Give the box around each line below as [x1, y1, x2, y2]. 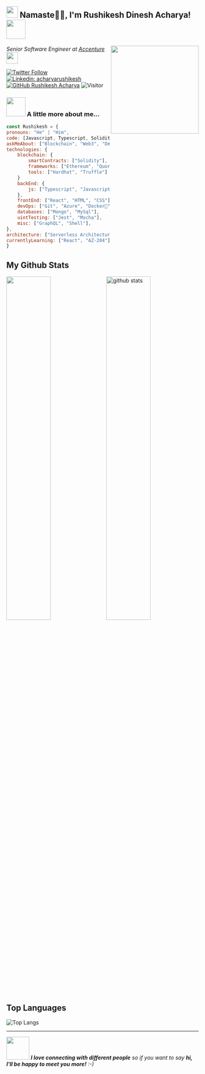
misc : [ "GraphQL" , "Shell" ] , [17, 220, 92, 226]
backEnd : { [17, 180, 45, 186]
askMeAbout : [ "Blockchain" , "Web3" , [6, 141, 99, 147]
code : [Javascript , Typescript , [6, 135, 88, 141]
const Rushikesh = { [6, 123, 59, 130]
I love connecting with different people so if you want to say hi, [30, 1054, 193, 1061]
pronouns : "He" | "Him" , [6, 129, 70, 135]
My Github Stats [6, 260, 69, 270]
